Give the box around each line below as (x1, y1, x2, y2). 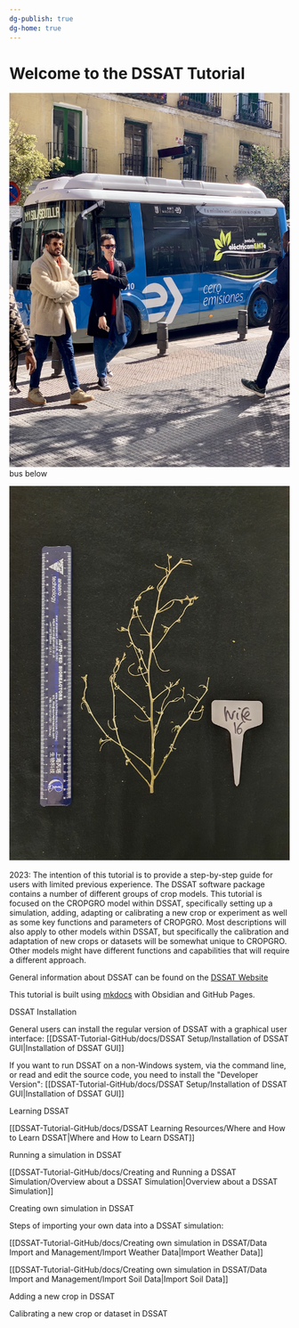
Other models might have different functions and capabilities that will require (9, 945, 290, 957)
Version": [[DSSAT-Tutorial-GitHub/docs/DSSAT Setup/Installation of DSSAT (9, 1079, 287, 1090)
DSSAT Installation (9, 1006, 77, 1017)
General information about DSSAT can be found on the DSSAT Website (9, 972, 269, 983)
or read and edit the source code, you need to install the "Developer (9, 1070, 259, 1080)
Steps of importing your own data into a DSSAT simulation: (9, 1220, 224, 1231)
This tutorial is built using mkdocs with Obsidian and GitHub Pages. (9, 990, 255, 1000)
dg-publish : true (9, 14, 74, 23)
